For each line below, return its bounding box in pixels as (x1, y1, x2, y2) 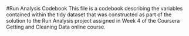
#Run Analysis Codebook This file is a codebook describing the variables (6, 5, 183, 12)
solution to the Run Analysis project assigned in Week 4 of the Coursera (6, 17, 180, 24)
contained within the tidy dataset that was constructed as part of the (6, 11, 172, 18)
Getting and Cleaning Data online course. (6, 23, 106, 30)
